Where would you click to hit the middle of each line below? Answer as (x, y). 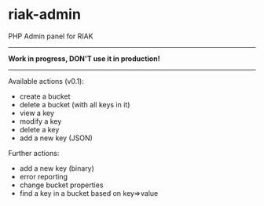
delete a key (39, 129)
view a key (37, 113)
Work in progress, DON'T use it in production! (84, 58)
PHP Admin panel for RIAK (51, 36)
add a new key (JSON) (56, 138)
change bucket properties (61, 185)
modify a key (40, 121)
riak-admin (44, 14)
